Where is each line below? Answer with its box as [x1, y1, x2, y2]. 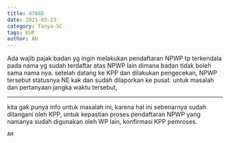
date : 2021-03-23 [7, 16, 57, 23]
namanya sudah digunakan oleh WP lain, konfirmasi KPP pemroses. [7, 118, 198, 126]
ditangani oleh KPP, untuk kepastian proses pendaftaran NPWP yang [7, 110, 201, 118]
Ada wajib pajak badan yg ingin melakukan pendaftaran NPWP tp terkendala [7, 54, 222, 62]
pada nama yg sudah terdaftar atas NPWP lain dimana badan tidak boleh [7, 62, 212, 70]
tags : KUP [7, 29, 36, 36]
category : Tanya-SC [7, 23, 63, 29]
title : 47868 [7, 10, 44, 17]
